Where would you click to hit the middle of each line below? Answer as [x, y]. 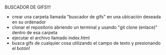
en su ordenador [29, 22]
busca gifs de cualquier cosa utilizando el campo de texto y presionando [86, 43]
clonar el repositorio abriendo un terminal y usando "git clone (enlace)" [84, 27]
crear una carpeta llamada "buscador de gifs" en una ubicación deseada [86, 17]
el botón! [21, 48]
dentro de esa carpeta [35, 32]
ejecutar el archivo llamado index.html [51, 38]
